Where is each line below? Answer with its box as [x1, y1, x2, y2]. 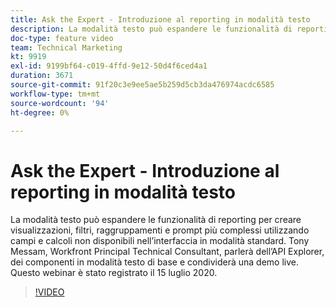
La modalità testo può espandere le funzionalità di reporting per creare [10, 214, 302, 226]
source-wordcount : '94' [10, 98, 110, 108]
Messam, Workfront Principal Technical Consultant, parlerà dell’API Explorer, [10, 246, 325, 258]
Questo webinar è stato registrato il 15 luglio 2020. [10, 267, 218, 279]
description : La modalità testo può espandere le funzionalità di [10, 24, 293, 34]
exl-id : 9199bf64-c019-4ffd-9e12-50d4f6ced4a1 [10, 61, 208, 71]
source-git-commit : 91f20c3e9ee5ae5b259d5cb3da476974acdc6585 [10, 80, 275, 90]
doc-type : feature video [10, 33, 114, 43]
